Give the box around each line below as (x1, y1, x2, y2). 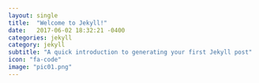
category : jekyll (8, 41, 66, 49)
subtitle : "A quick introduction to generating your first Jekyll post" (8, 48, 253, 56)
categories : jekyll (8, 33, 73, 42)
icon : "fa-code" (8, 56, 62, 64)
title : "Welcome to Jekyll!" (8, 19, 108, 27)
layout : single (8, 11, 58, 20)
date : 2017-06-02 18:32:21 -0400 (8, 26, 126, 34)
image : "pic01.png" (8, 63, 73, 71)
